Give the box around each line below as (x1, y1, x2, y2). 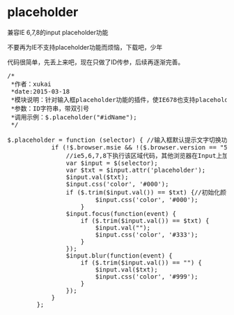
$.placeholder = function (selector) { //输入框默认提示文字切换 (7, 135, 221, 144)
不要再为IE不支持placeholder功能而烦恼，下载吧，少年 (7, 43, 163, 51)
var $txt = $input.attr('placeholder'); (65, 166, 206, 174)
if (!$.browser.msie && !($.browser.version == (51, 143, 217, 151)
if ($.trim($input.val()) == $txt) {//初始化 (65, 188, 221, 196)
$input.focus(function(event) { (65, 210, 176, 217)
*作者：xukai (10, 80, 52, 88)
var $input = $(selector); (65, 159, 158, 167)
